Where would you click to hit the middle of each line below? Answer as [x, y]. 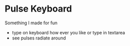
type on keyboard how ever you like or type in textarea [69, 32]
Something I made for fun [31, 23]
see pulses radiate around [39, 38]
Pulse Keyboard [38, 9]
